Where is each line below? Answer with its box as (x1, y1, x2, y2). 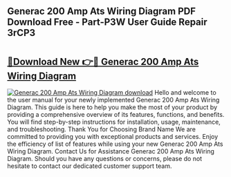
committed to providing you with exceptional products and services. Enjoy (7, 133, 219, 140)
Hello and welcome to (154, 88, 216, 96)
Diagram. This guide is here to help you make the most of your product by (7, 103, 218, 111)
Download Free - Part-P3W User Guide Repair (7, 17, 207, 28)
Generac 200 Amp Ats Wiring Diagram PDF (7, 6, 196, 17)
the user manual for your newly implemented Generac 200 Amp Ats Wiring (7, 96, 220, 104)
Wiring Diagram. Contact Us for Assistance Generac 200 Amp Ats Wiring (7, 147, 214, 155)
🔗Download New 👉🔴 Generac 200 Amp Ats (7, 55, 199, 68)
